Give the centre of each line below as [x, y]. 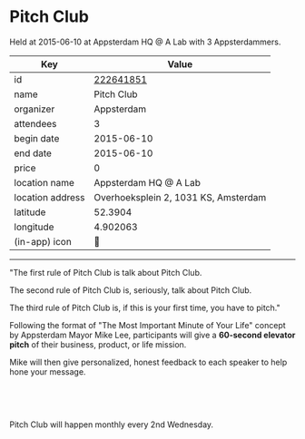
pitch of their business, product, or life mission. [98, 344]
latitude [30, 212]
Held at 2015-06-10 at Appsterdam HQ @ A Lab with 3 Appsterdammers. [145, 42]
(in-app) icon [43, 241]
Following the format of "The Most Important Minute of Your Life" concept [148, 325]
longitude [34, 227]
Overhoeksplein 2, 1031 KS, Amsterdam [180, 197]
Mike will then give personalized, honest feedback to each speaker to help [148, 362]
